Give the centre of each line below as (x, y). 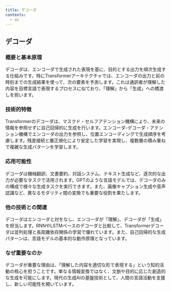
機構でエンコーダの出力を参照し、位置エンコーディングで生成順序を (90, 134)
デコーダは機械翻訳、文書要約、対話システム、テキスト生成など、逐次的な (83, 174)
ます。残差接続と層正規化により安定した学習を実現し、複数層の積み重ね (90, 140)
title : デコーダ (21, 10)
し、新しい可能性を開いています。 (41, 284)
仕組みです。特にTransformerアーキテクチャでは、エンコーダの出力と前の (87, 76)
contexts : (16, 15)
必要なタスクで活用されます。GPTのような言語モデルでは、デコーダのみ (90, 180)
